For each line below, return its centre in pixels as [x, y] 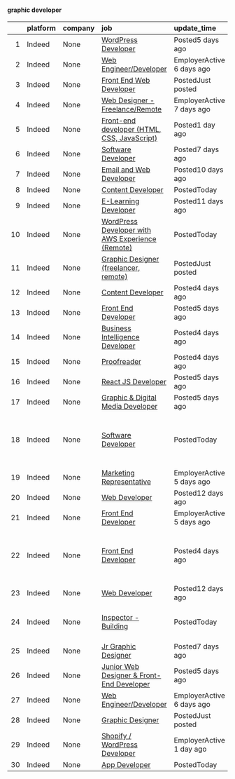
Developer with [126, 230]
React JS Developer [134, 382]
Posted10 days [199, 170]
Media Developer [129, 407]
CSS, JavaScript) [129, 138]
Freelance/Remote [131, 109]
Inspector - [120, 618]
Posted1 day [194, 125]
